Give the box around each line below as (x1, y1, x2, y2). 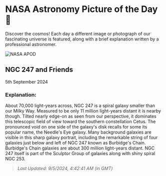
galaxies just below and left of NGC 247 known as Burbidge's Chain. (5, 140, 146, 146)
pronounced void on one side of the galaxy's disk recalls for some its (5, 124, 147, 130)
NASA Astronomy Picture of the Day (5, 3, 158, 15)
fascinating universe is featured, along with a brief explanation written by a (5, 36, 159, 42)
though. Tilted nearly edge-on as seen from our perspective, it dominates (5, 113, 156, 119)
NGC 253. (5, 156, 26, 162)
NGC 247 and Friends (5, 65, 73, 74)
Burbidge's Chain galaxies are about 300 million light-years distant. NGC (5, 145, 155, 151)
